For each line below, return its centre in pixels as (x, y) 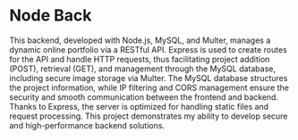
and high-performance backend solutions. (87, 125)
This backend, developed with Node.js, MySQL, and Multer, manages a (140, 40)
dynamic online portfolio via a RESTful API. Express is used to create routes (149, 49)
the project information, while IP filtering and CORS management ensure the (149, 87)
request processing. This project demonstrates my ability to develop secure (149, 116)
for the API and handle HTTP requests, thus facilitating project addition (140, 59)
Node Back (51, 16)
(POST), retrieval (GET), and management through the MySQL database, (142, 69)
